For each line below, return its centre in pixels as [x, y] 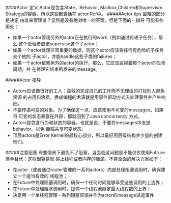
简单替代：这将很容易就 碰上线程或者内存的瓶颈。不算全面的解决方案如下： [84, 159]
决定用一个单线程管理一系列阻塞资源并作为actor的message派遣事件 [83, 195]
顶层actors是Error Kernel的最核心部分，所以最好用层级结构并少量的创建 [88, 135]
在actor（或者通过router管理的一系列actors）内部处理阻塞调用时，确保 [87, 170]
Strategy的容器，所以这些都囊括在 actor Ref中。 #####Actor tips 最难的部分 [85, 14]
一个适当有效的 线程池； [42, 176]
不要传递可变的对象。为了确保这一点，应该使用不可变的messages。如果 [88, 110]
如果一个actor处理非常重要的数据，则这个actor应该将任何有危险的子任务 [88, 50]
